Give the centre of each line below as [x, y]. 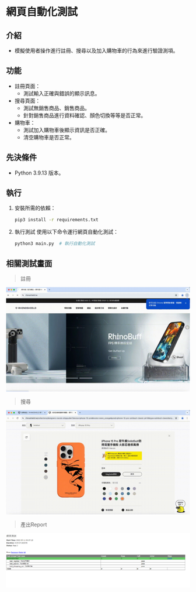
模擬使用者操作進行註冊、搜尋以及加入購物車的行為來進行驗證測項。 [96, 51]
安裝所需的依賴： [35, 208]
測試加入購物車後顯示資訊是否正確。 [67, 130]
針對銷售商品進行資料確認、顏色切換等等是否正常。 [85, 115]
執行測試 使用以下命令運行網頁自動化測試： [66, 232]
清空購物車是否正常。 [49, 137]
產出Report [34, 524]
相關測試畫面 [29, 263]
